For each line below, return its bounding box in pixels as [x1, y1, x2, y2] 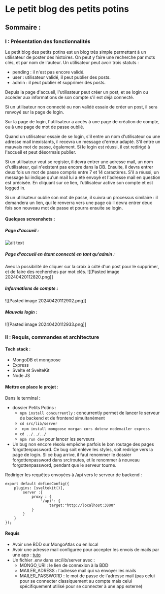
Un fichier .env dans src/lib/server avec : [12, 557, 95, 563]
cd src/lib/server [19, 421, 58, 426]
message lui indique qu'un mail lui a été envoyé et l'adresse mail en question [5, 174, 161, 180]
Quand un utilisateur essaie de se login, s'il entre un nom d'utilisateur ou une [5, 133, 161, 139]
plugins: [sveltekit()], [14, 486, 65, 490]
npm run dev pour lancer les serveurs [19, 436, 95, 442]
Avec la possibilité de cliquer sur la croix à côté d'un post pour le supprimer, [5, 264, 159, 270]
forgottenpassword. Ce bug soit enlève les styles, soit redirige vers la [12, 446, 153, 452]
